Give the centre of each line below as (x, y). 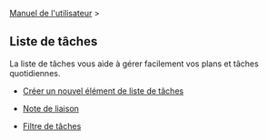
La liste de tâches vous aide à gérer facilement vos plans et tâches (134, 64)
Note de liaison (51, 108)
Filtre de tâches (52, 125)
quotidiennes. (35, 73)
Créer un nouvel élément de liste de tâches (103, 91)
